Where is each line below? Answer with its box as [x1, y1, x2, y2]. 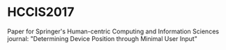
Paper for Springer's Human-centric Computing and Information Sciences [7, 27, 220, 35]
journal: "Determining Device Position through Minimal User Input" [7, 34, 197, 42]
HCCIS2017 [7, 4, 75, 20]
